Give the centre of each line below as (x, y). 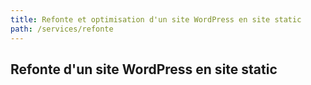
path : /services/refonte (62, 29)
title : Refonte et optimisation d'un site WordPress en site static (156, 19)
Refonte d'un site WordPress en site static (144, 69)
